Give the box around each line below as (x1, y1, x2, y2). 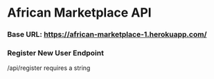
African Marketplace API (7, 5, 152, 21)
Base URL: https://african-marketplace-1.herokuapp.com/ (7, 30, 207, 39)
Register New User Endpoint (7, 49, 104, 58)
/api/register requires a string (7, 64, 91, 72)
